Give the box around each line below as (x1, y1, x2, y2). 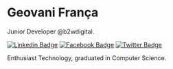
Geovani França (7, 5, 99, 20)
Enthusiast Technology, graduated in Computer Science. (7, 53, 167, 62)
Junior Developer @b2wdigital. (7, 27, 95, 36)
